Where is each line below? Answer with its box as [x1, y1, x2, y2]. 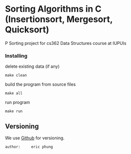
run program [5, 99, 30, 105]
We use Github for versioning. [5, 135, 65, 141]
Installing [5, 52, 28, 59]
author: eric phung [5, 145, 53, 150]
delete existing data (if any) [5, 63, 60, 69]
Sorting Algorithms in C [5, 3, 102, 15]
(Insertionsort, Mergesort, [5, 14, 113, 25]
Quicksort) [5, 24, 49, 35]
